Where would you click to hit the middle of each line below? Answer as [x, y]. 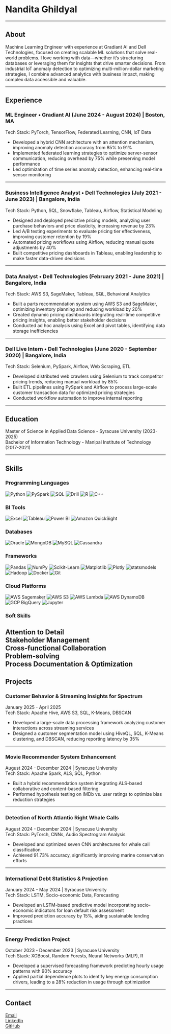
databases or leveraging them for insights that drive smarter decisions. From [85, 63]
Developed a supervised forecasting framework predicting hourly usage [88, 966]
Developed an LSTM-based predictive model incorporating [74, 905]
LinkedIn [14, 1021]
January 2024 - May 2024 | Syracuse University [56, 889]
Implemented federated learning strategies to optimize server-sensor [85, 153]
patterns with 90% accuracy [42, 971]
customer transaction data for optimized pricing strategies [74, 393]
